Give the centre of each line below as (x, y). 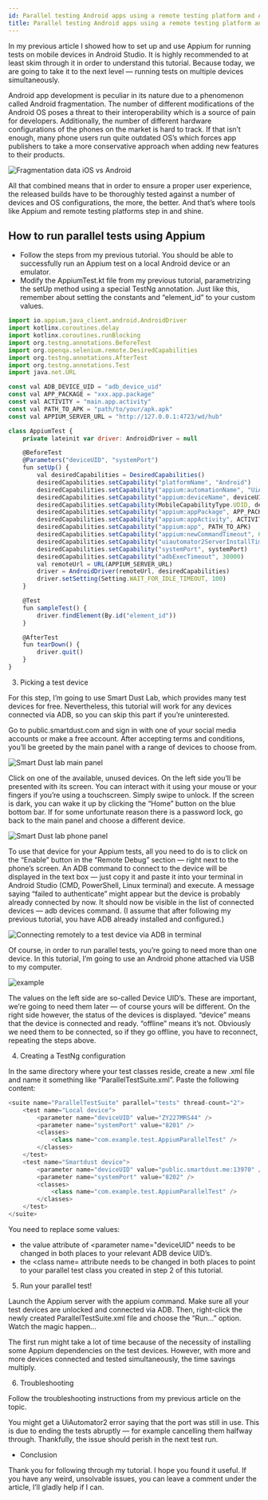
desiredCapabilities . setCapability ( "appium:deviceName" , (133, 497)
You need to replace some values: (64, 1229)
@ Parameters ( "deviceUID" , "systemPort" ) (91, 460)
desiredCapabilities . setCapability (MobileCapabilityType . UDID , (144, 505)
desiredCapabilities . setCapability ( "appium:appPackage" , (133, 512)
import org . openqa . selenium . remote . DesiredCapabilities (103, 350)
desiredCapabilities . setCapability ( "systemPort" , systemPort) (142, 549)
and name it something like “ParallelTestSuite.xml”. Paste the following (124, 1080)
